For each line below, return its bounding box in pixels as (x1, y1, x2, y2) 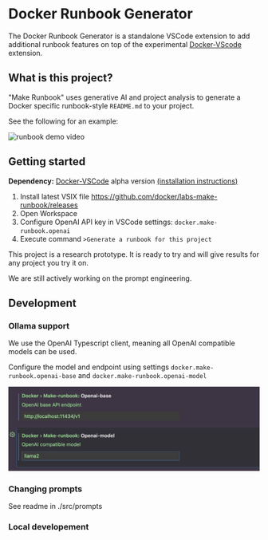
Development (8, 296, 77, 309)
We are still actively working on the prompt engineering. (8, 273, 192, 283)
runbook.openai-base (8, 372, 77, 380)
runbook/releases (19, 200, 78, 210)
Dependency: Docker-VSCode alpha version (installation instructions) (8, 176, 238, 186)
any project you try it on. (8, 258, 89, 267)
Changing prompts (8, 483, 83, 495)
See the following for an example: (8, 116, 119, 126)
